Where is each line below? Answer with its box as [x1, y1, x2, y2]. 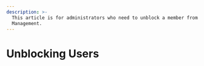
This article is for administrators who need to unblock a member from [12, 15, 199, 21]
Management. [12, 20, 43, 26]
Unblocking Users [6, 46, 100, 61]
